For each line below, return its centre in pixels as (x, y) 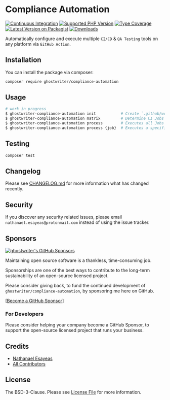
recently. (14, 189)
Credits (17, 346)
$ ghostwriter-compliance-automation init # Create (72, 114)
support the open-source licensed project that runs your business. (75, 330)
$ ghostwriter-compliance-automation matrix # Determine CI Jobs (85, 119)
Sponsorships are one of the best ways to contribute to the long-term (78, 270)
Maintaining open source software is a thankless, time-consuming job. (78, 260)
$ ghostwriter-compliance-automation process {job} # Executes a (77, 128)
